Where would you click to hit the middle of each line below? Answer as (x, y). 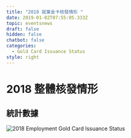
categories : (21, 46)
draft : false (23, 29)
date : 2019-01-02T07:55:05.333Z (47, 18)
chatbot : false (25, 40)
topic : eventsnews (29, 23)
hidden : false (24, 35)
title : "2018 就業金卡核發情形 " (45, 12)
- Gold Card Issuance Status (49, 52)
